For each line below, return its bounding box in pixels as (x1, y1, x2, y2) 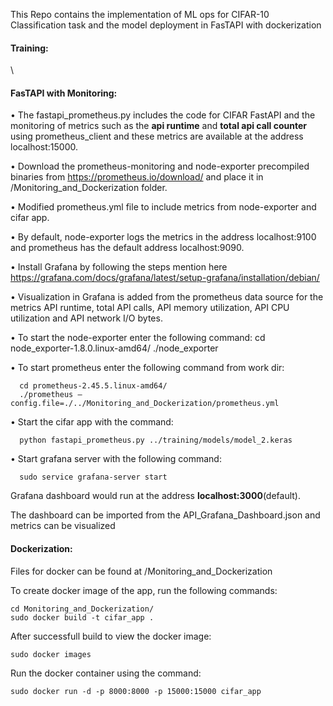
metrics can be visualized (10, 520, 116, 532)
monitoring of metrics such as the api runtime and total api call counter (10, 120, 308, 132)
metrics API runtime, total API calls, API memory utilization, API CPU (10, 302, 290, 314)
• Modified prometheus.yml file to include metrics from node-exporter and (10, 201, 317, 213)
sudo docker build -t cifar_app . (10, 612, 155, 623)
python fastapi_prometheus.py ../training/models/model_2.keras (19, 435, 293, 446)
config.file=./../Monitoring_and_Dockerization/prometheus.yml (10, 399, 280, 409)
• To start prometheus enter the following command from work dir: (10, 362, 285, 374)
